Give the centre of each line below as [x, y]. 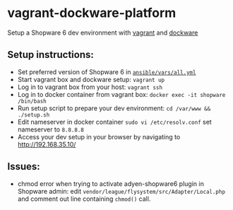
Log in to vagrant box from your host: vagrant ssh [90, 87]
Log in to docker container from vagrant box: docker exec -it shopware [121, 94]
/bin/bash [32, 101]
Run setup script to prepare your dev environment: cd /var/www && [114, 108]
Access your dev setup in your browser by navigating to [99, 136]
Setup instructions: [50, 55]
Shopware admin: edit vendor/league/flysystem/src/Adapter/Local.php [121, 191]
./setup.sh [34, 115]
